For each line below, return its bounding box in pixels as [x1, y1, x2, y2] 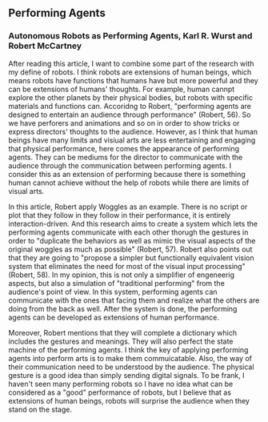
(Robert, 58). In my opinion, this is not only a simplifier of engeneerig [8, 270, 234, 279]
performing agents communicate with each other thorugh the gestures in [8, 227, 249, 237]
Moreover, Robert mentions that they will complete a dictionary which [8, 328, 238, 337]
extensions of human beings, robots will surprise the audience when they [8, 396, 250, 405]
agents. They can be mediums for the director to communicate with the [8, 152, 243, 162]
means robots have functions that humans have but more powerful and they [8, 75, 258, 85]
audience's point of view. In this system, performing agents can [8, 287, 218, 296]
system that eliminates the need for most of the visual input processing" [8, 261, 246, 271]
